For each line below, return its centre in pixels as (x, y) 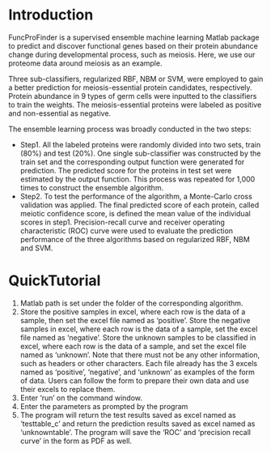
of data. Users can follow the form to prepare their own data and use (134, 380)
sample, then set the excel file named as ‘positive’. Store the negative (135, 320)
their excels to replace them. (68, 389)
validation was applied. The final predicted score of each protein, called (140, 205)
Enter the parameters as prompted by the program (104, 406)
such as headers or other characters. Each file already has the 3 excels (138, 363)
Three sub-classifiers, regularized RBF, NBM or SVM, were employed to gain (136, 79)
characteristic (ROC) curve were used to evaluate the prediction (126, 230)
